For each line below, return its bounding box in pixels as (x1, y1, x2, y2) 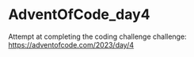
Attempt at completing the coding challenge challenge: (8, 32, 188, 41)
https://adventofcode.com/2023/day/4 (8, 40, 135, 49)
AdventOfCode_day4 (8, 6, 150, 24)
